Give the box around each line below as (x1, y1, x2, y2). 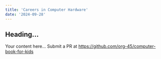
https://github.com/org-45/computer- (78, 43, 156, 50)
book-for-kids (5, 49, 34, 55)
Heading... (5, 30, 39, 39)
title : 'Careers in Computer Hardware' (5, 7, 88, 12)
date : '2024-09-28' (5, 12, 46, 17)
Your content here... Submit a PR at (5, 43, 77, 50)
